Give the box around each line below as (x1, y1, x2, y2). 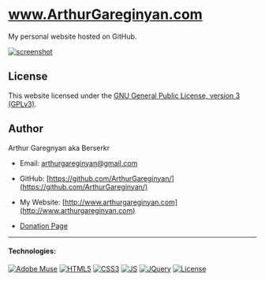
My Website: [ (19, 197, 65, 207)
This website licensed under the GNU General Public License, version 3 (8, 91, 241, 100)
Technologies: (8, 246, 57, 256)
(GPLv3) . (8, 99, 37, 108)
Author (8, 122, 43, 136)
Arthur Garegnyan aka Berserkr (8, 143, 110, 152)
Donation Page (19, 221, 69, 230)
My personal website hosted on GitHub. (8, 32, 137, 41)
